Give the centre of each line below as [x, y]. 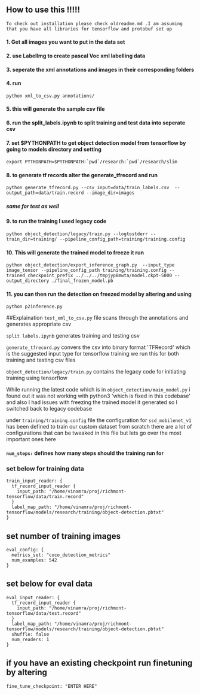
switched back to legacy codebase [49, 409]
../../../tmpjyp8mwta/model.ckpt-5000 [124, 276]
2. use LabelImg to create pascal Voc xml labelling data [76, 56]
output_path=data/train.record [45, 193]
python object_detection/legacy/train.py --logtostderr [77, 234]
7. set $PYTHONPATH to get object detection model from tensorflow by [96, 142]
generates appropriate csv [39, 324]
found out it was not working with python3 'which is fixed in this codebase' [99, 396]
